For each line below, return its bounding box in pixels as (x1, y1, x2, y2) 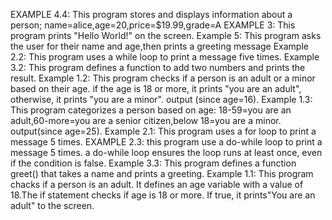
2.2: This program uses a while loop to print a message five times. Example (10, 51, 320, 63)
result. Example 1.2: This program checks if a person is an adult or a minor (10, 72, 316, 84)
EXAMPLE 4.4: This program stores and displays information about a (10, 9, 293, 20)
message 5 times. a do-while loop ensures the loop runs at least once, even (10, 147, 323, 158)
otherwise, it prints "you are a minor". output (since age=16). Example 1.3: (10, 94, 313, 105)
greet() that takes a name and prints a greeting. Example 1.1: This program (10, 168, 314, 179)
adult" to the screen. (10, 200, 95, 211)
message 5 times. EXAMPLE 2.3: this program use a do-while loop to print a (10, 136, 323, 148)
